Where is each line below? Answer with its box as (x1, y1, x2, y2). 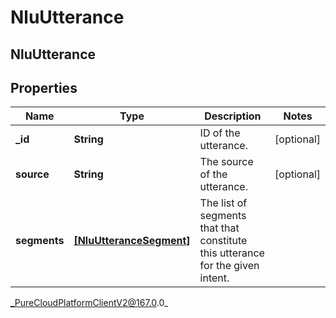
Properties (10, 79, 78, 96)
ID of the (199, 126, 241, 140)
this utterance (199, 246, 265, 260)
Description (204, 109, 262, 123)
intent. (199, 271, 230, 285)
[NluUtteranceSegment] (73, 234, 191, 248)
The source (199, 155, 254, 169)
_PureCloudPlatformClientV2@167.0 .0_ (10, 297, 169, 309)
